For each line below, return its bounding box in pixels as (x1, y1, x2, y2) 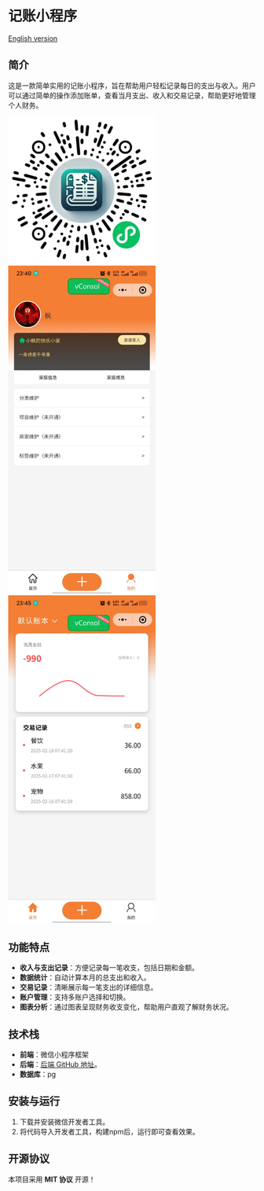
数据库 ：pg (19, 1070, 57, 1079)
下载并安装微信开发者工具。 (19, 1117, 110, 1127)
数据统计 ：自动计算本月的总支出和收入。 (19, 972, 151, 983)
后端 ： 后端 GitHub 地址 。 (19, 1060, 102, 1069)
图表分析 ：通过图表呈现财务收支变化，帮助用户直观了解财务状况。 (19, 1002, 233, 1012)
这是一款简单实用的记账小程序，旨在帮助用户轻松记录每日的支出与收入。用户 (8, 80, 256, 90)
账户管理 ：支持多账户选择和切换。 (19, 992, 130, 1002)
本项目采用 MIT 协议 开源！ (8, 1174, 96, 1184)
